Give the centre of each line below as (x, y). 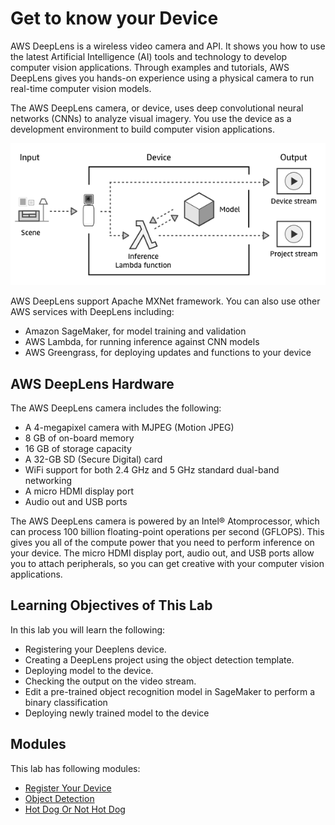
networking (48, 480)
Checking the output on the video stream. (110, 681)
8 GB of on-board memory (79, 438)
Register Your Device (68, 788)
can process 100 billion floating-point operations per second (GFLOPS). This (167, 531)
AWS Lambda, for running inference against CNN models (142, 342)
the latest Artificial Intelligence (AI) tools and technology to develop (149, 56)
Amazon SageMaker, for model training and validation (135, 331)
